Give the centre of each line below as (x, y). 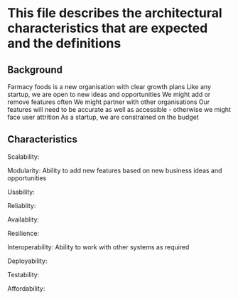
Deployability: (27, 261)
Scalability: (23, 156)
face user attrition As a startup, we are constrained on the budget (103, 117)
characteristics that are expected (108, 28)
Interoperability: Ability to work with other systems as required (98, 247)
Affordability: (26, 288)
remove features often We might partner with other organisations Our (109, 102)
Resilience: (23, 233)
